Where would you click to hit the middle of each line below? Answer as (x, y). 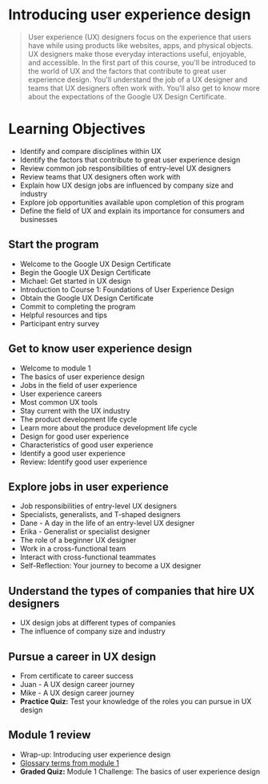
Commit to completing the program (78, 306)
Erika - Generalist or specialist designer (85, 531)
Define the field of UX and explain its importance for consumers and (132, 211)
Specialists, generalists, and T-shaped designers (100, 515)
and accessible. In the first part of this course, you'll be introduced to (142, 63)
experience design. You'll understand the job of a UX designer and (138, 79)
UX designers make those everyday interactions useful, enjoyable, (137, 54)
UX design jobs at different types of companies (98, 623)
